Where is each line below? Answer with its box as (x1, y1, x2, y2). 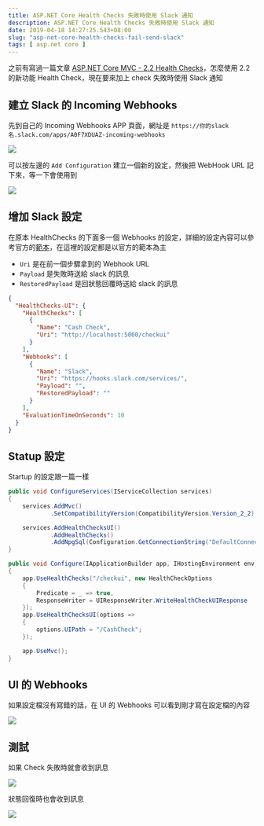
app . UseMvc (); (22, 647, 68, 655)
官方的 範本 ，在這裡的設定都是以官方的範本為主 (14, 242, 167, 251)
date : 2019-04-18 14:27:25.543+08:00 (8, 26, 132, 34)
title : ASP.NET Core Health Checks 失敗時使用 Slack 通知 (8, 11, 194, 20)
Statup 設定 (8, 450, 65, 463)
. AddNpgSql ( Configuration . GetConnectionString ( (49, 538, 210, 546)
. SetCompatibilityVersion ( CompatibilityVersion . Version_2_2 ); (49, 509, 258, 517)
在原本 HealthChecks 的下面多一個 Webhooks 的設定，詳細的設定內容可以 (8, 233, 247, 242)
